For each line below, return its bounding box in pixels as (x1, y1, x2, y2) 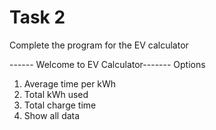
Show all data (23, 109, 81, 121)
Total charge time (23, 99, 97, 111)
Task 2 (9, 6, 66, 29)
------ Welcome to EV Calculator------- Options (9, 58, 206, 70)
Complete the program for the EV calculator (9, 39, 189, 51)
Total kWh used (23, 88, 89, 100)
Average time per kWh (23, 77, 117, 90)
